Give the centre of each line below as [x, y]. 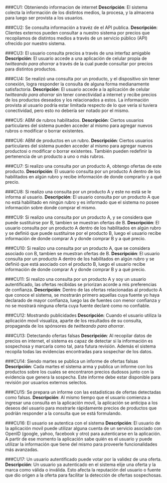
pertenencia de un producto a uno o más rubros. [55, 156]
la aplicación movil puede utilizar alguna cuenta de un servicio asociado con [83, 428]
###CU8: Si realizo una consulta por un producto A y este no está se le [78, 192]
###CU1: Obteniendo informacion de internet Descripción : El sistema [77, 7]
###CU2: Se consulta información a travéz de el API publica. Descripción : [82, 27]
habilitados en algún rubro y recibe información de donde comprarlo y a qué [83, 177]
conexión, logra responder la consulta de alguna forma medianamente [77, 84]
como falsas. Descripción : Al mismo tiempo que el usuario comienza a [78, 397]
